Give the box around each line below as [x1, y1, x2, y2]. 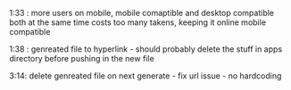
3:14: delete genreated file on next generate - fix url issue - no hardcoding [9, 70, 282, 81]
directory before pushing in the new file [9, 53, 154, 63]
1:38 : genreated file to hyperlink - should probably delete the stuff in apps [9, 44, 283, 54]
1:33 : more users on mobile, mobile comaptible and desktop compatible [9, 8, 275, 18]
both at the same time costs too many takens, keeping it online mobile [9, 17, 266, 28]
